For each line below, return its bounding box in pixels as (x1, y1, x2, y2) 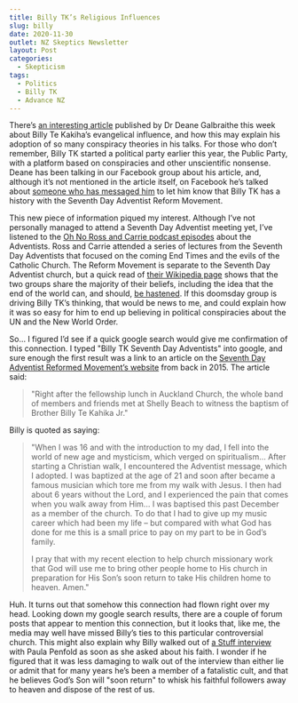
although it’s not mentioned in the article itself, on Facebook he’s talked (9, 177, 269, 188)
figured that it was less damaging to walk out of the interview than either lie (9, 656, 285, 667)
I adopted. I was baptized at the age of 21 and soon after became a (30, 470, 276, 481)
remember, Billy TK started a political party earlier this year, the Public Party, (9, 148, 288, 159)
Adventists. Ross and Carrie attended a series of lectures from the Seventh (9, 241, 283, 252)
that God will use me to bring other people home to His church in (30, 563, 268, 574)
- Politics (17, 79, 58, 88)
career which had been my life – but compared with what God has (30, 517, 272, 529)
